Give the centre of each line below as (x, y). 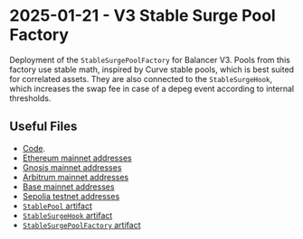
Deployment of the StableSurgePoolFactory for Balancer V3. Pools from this (150, 60)
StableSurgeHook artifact (67, 215)
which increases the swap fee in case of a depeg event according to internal (152, 88)
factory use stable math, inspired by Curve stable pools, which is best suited (152, 69)
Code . (34, 148)
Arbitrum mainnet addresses (76, 177)
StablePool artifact (57, 206)
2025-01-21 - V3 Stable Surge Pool (142, 16)
